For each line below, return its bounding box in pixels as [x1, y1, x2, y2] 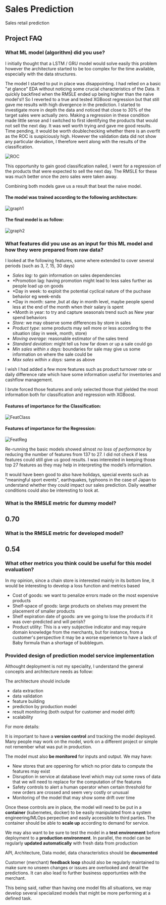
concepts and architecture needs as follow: [5, 668, 94, 675]
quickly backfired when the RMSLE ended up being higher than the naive [5, 91, 155, 97]
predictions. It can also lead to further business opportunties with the [5, 870, 146, 876]
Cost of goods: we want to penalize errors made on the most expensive [12, 592, 159, 598]
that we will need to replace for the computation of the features [12, 779, 142, 785]
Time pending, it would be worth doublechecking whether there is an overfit [5, 128, 161, 134]
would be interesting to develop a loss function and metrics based [5, 582, 140, 588]
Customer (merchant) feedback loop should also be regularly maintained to [5, 859, 160, 865]
